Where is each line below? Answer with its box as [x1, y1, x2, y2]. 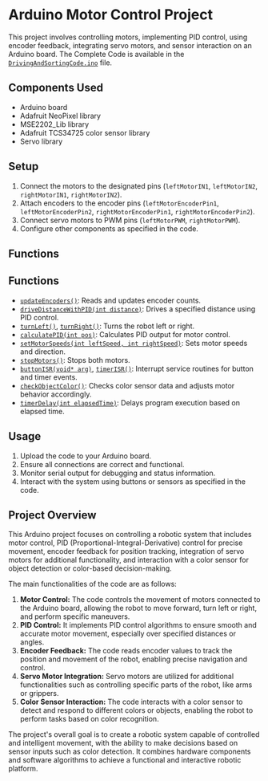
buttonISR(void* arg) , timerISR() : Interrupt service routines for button [19, 364, 254, 373]
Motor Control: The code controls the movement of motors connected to [19, 595, 262, 604]
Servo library [19, 136, 63, 146]
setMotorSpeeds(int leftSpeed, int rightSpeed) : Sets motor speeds [19, 338, 248, 348]
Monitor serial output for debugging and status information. [19, 468, 216, 478]
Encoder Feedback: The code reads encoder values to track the [19, 646, 233, 656]
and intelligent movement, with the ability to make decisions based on [8, 738, 238, 748]
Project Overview [8, 508, 97, 522]
